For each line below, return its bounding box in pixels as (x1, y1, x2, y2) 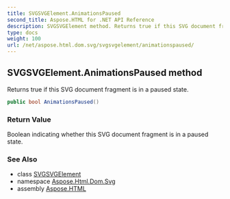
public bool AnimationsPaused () (7, 98, 99, 105)
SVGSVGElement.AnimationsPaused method (7, 67, 203, 79)
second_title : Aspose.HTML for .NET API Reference (7, 16, 155, 23)
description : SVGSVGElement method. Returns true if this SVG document (7, 23, 216, 29)
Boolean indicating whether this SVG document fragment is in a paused (7, 130, 209, 138)
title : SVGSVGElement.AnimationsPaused (7, 10, 121, 17)
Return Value (7, 114, 51, 124)
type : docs (7, 29, 38, 36)
